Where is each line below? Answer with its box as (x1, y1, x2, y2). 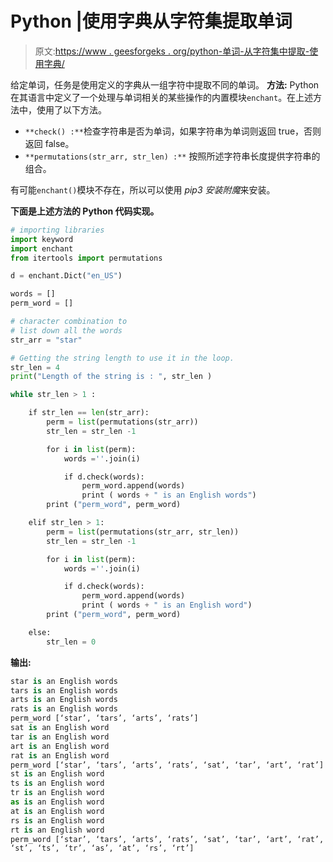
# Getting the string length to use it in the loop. (10, 353, 235, 363)
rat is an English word (10, 750, 110, 761)
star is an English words (10, 676, 118, 686)
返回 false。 (24, 137, 75, 149)
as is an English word (10, 797, 105, 807)
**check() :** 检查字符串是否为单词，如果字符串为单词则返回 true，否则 (24, 125, 322, 137)
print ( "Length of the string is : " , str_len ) (10, 372, 213, 382)
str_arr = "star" (10, 335, 83, 345)
